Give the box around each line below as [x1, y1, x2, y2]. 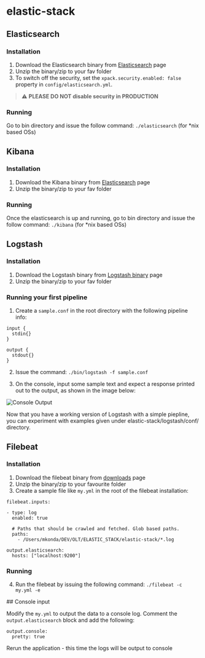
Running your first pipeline [6, 293, 88, 302]
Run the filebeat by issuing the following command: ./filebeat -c [15, 581, 182, 588]
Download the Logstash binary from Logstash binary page [15, 271, 163, 278]
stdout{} [12, 352, 34, 359]
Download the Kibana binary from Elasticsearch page [15, 178, 150, 186]
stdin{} [12, 331, 32, 337]
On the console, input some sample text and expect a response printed [15, 380, 195, 388]
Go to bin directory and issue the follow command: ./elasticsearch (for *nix [6, 122, 199, 130]
